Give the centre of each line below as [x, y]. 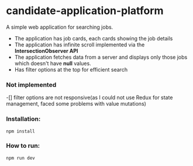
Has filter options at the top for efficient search [71, 69]
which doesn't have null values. [53, 63]
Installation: [23, 119]
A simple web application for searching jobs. [60, 27]
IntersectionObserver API [46, 50]
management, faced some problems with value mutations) [76, 104]
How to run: [23, 146]
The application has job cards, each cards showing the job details [94, 38]
